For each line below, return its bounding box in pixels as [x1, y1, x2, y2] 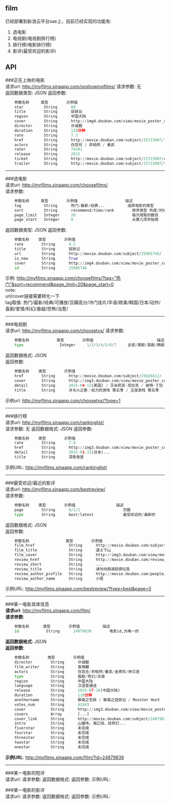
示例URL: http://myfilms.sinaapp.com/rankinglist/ [5, 464, 108, 470]
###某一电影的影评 [5, 787, 45, 793]
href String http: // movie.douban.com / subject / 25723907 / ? [14, 137, 166, 142]
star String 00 [14, 104, 76, 109]
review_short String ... [14, 562, 103, 567]
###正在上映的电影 [5, 77, 45, 83]
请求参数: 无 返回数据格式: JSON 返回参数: [5, 426, 93, 432]
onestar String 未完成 [14, 744, 90, 749]
